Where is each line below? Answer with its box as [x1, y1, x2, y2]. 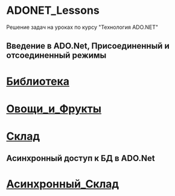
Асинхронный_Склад [6, 177, 119, 191]
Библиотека [6, 75, 69, 88]
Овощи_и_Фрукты [6, 102, 101, 115]
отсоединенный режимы [6, 51, 107, 61]
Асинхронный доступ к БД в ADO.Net [6, 153, 155, 164]
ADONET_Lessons [6, 4, 100, 17]
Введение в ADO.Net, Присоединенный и [6, 41, 170, 51]
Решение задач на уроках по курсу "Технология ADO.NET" [6, 23, 159, 31]
